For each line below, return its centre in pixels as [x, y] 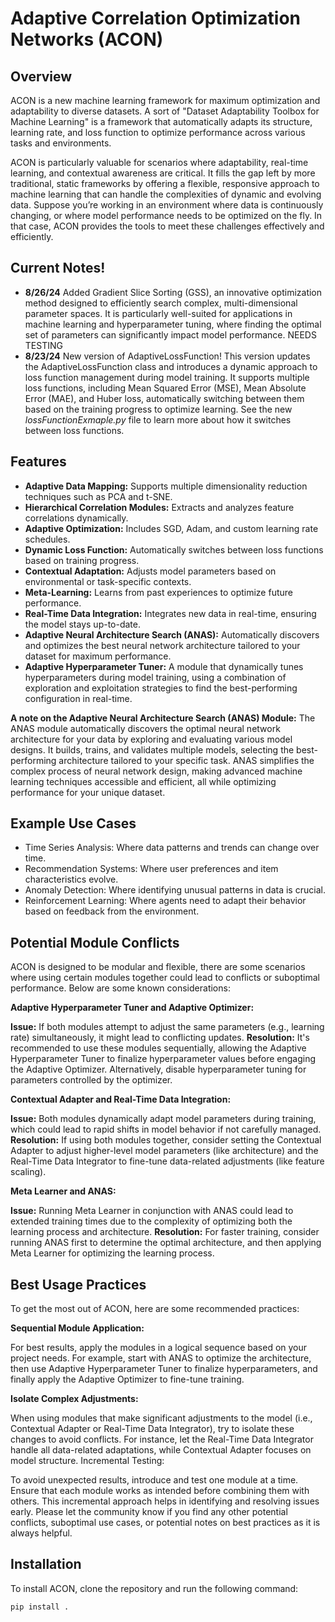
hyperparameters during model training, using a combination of [155, 677]
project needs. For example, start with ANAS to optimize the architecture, [161, 1358]
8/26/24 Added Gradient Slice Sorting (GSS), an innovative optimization [173, 292]
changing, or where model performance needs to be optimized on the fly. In [166, 215]
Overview [41, 76]
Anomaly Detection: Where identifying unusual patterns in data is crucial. [175, 890]
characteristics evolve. [71, 879]
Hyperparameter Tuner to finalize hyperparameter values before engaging [163, 1059]
